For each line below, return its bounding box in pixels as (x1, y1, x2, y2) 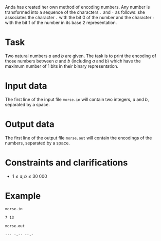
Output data (5, 119, 54, 130)
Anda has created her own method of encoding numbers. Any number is (5, 4, 150, 10)
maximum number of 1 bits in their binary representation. (5, 63, 119, 69)
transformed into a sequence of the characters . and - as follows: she (5, 9, 145, 15)
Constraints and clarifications (5, 157, 128, 168)
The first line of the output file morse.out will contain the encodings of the (5, 135, 152, 141)
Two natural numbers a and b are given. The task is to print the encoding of (5, 53, 157, 59)
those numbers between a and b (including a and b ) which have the (5, 58, 141, 64)
